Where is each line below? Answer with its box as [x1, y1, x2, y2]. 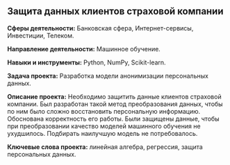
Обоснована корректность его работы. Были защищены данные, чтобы [7, 114, 220, 123]
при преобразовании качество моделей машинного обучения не [7, 121, 201, 130]
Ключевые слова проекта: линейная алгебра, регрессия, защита [7, 142, 203, 151]
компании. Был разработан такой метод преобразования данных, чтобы [7, 100, 224, 108]
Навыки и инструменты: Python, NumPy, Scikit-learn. [7, 58, 166, 67]
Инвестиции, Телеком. [7, 31, 74, 40]
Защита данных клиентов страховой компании [7, 6, 224, 17]
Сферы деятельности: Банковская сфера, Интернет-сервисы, [7, 24, 194, 32]
